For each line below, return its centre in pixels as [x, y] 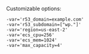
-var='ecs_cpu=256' [30, 35]
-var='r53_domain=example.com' [45, 20]
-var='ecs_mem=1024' [32, 40]
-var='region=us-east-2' [37, 30]
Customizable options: [34, 9]
